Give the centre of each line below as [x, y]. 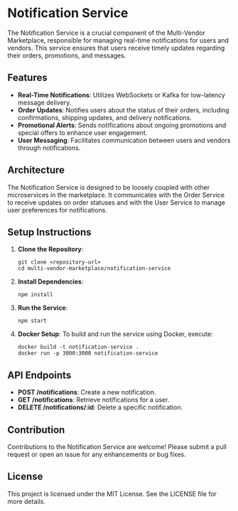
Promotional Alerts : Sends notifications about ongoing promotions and [122, 125]
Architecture [36, 170]
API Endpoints [39, 375]
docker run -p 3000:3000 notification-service [88, 353]
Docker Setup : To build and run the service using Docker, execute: [115, 334]
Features [27, 78]
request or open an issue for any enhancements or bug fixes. [97, 454]
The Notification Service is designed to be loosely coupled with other [109, 187]
